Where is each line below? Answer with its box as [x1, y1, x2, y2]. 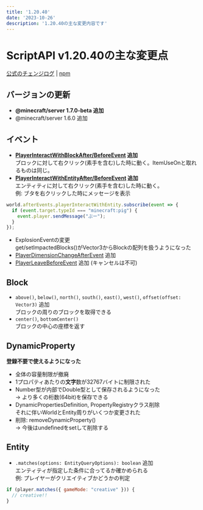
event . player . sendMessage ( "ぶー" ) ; [17, 213, 106, 219]
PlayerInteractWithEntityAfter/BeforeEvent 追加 [15, 174, 138, 181]
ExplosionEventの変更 [15, 236, 70, 244]
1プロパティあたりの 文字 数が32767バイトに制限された [15, 378, 151, 385]
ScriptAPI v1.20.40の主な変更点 [6, 48, 169, 62]
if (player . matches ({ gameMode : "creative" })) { [6, 486, 135, 492]
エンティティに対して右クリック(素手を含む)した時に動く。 [15, 181, 163, 189]
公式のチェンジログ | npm [6, 70, 71, 77]
